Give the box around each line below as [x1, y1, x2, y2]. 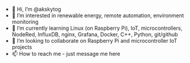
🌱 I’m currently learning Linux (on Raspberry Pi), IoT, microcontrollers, [11, 24, 183, 31]
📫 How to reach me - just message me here [11, 51, 121, 57]
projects [11, 43, 33, 51]
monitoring [11, 18, 39, 25]
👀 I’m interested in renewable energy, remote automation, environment [11, 12, 184, 19]
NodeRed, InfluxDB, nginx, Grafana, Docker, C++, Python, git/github [11, 31, 178, 38]
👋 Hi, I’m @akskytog [11, 6, 61, 12]
